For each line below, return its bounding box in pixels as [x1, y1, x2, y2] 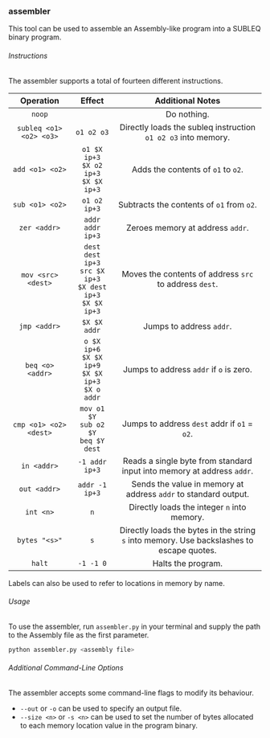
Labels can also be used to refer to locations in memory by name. [8, 578, 225, 588]
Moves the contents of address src [121, 268, 254, 279]
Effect [80, 95, 104, 106]
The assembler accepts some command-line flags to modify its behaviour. [8, 687, 255, 697]
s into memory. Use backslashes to [121, 535, 254, 546]
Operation [19, 95, 59, 106]
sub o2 [80, 420, 105, 429]
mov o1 [80, 404, 105, 413]
